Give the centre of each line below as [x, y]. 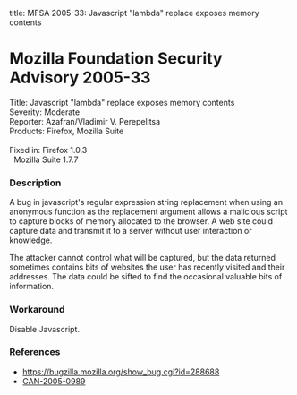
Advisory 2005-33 [80, 77]
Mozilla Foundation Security [116, 59]
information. [32, 287]
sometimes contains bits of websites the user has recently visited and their [147, 267]
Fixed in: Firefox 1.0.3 [48, 150]
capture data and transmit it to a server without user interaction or [131, 231]
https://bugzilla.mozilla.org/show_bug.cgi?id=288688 [121, 372]
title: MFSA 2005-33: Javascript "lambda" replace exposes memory [134, 13]
